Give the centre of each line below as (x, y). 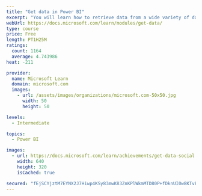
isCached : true (36, 173)
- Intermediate (31, 123)
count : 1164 (27, 51)
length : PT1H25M (26, 40)
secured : (17, 183)
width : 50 (34, 101)
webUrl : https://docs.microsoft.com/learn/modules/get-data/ (84, 23)
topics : (16, 134)
